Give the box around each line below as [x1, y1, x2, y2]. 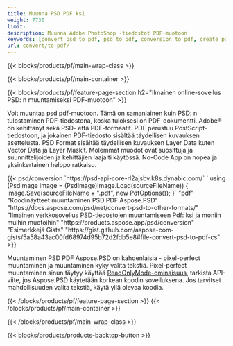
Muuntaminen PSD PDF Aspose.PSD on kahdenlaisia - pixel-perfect [7, 254, 201, 262]
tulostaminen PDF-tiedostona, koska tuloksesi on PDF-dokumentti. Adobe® [7, 116, 222, 125]
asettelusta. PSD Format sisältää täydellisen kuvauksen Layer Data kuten [7, 139, 215, 146]
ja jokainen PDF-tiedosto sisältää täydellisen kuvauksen [40, 131, 200, 139]
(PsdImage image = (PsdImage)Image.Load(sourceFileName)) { [7, 182, 189, 189]
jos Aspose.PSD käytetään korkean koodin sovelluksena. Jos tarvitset [22, 276, 222, 284]
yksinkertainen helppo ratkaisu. [7, 161, 97, 168]
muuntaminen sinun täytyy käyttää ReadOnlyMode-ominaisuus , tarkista [7, 268, 212, 277]
